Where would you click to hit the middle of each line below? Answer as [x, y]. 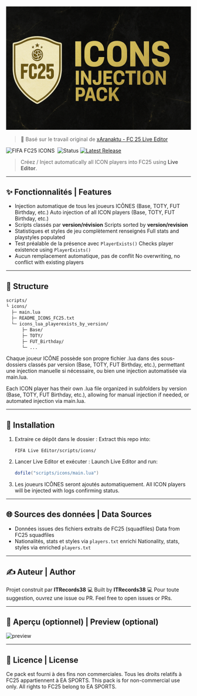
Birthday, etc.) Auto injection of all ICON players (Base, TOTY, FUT [95, 213]
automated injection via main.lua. [46, 401]
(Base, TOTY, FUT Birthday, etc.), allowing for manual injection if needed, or [98, 395]
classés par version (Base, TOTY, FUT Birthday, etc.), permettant [106, 365]
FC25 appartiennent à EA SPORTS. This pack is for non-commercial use [93, 680]
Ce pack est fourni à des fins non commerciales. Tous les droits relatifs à [94, 674]
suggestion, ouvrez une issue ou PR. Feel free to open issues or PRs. [89, 598]
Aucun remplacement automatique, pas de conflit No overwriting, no [97, 256]
